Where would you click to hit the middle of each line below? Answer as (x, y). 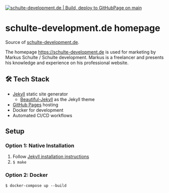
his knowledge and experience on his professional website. (67, 63)
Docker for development (38, 110)
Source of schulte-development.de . (42, 42)
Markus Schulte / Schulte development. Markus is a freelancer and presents (85, 57)
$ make (19, 162)
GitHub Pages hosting (35, 105)
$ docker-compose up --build (36, 185)
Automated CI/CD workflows (42, 115)
